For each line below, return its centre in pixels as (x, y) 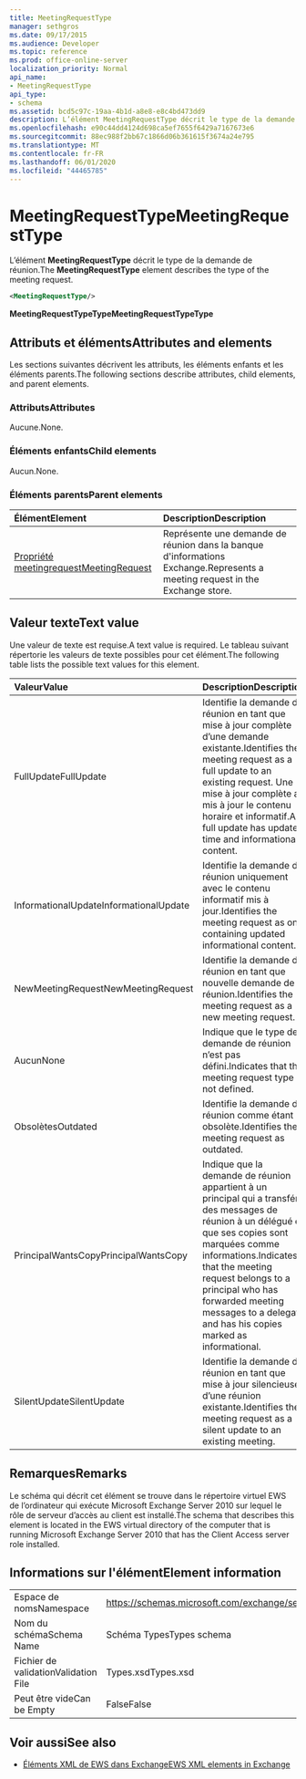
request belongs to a (246, 1278)
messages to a (233, 1312)
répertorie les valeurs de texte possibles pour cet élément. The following (144, 654)
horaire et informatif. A (249, 816)
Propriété (34, 556)
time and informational (250, 838)
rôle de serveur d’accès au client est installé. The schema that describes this (152, 1514)
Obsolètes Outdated (56, 1126)
